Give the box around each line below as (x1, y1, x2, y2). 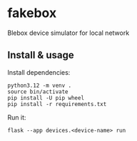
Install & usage (7, 49, 74, 61)
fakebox (7, 5, 57, 21)
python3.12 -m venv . (7, 82, 72, 89)
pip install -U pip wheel (7, 94, 84, 101)
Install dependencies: (7, 68, 71, 76)
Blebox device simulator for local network (7, 28, 130, 37)
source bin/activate (7, 88, 69, 95)
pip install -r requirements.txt (7, 100, 107, 108)
